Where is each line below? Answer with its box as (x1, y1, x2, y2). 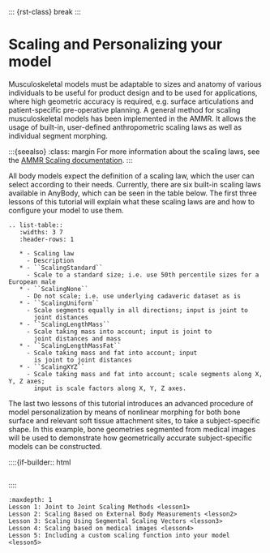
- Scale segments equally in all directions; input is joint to (26, 306, 249, 315)
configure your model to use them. (8, 205, 124, 215)
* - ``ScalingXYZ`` (19, 362, 85, 371)
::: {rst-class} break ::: (8, 7, 81, 16)
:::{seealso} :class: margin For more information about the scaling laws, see (8, 146, 260, 156)
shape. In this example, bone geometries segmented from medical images (8, 424, 256, 434)
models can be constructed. (8, 441, 103, 451)
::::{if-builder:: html (8, 457, 71, 467)
